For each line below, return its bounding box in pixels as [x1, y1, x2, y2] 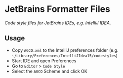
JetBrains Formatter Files [4, 3, 111, 15]
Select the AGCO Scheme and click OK [11, 68, 87, 74]
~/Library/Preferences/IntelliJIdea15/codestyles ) [11, 52, 118, 58]
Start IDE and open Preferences [11, 58, 77, 64]
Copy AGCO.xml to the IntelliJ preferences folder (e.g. [11, 47, 119, 53]
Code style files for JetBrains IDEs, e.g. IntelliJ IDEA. [4, 20, 111, 26]
